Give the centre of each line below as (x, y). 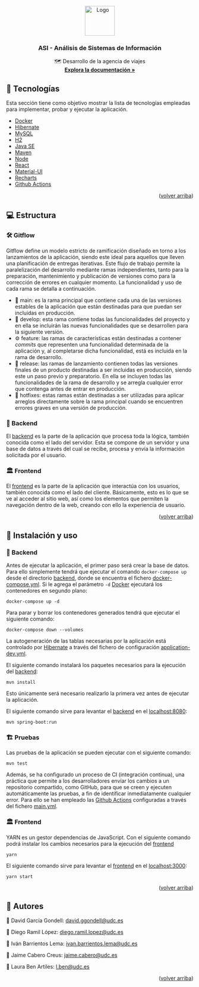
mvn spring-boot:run (32, 723)
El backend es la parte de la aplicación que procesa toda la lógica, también (98, 436)
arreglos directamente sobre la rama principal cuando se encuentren (99, 401)
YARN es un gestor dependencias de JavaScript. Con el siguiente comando (99, 837)
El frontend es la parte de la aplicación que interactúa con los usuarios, (93, 486)
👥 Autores (25, 906)
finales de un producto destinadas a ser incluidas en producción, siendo (103, 370)
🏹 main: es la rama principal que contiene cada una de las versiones (98, 300)
